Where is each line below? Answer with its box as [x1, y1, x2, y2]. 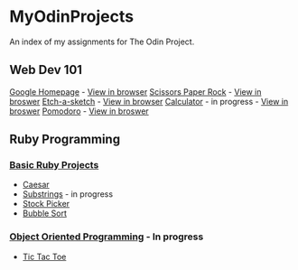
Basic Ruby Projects [9, 159, 99, 172]
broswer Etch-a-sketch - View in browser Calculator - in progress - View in [9, 96, 289, 107]
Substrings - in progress [22, 189, 114, 200]
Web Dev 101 [9, 62, 83, 78]
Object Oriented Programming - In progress [9, 230, 204, 243]
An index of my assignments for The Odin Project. [9, 36, 195, 47]
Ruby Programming [9, 132, 120, 147]
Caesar [22, 179, 50, 191]
